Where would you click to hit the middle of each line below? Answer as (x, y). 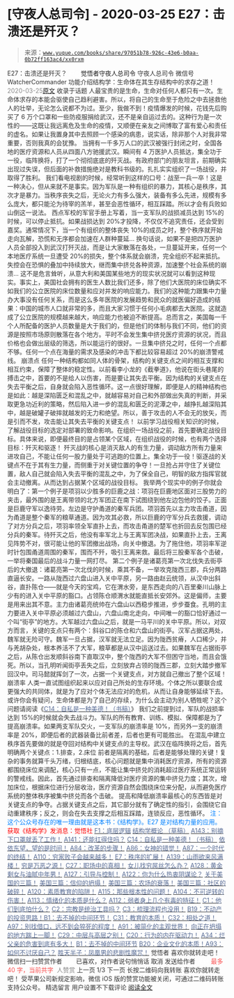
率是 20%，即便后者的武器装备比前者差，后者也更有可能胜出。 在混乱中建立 (116, 735)
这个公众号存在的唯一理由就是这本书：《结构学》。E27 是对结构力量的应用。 (114, 822)
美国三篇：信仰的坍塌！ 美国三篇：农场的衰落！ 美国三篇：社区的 (133, 882)
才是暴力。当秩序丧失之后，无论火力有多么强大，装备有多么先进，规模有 (117, 195)
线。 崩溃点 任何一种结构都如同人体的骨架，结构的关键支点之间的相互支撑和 (116, 360)
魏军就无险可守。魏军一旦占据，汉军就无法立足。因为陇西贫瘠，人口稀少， (114, 639)
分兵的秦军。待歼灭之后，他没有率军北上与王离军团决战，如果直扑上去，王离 (117, 534)
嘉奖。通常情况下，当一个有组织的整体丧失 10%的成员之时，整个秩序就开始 (115, 230)
